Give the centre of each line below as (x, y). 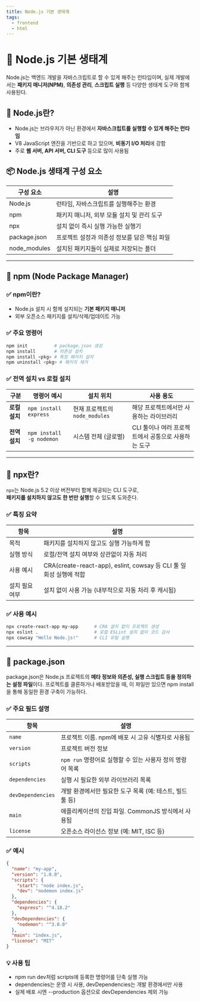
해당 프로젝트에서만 (157, 407)
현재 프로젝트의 (93, 409)
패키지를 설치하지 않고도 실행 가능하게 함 (97, 543)
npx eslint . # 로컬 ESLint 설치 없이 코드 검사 (88, 632)
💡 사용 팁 (18, 963)
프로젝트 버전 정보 (84, 748)
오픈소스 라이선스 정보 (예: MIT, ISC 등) (112, 831)
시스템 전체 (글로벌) (99, 436)
